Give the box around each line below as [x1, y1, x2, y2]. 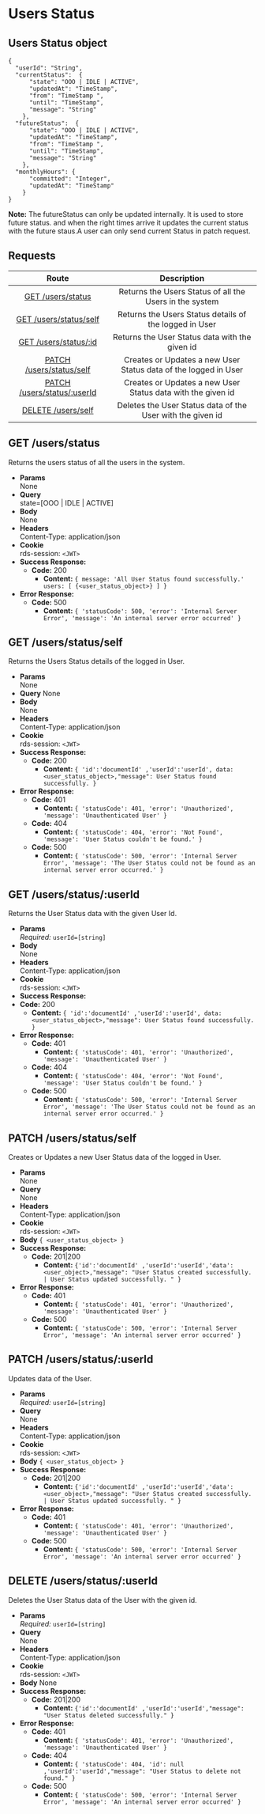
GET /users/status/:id [18, 336, 97, 347]
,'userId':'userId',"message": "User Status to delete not [43, 1767, 242, 1775]
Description [159, 272, 205, 283]
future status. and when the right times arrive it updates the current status [8, 218, 249, 227]
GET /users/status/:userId [8, 888, 140, 901]
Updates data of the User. [8, 1373, 92, 1383]
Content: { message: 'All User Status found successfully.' [43, 574, 244, 583]
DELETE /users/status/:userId [8, 1574, 159, 1588]
